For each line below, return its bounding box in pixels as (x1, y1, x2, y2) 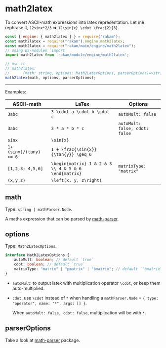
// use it (5, 61, 26, 67)
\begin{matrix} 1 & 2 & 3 (51, 161, 112, 166)
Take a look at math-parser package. (5, 337, 81, 343)
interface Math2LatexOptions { (5, 253, 70, 258)
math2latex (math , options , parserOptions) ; (5, 75, 96, 80)
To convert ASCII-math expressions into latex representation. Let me (5, 19, 145, 25)
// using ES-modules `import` (5, 48, 68, 53)
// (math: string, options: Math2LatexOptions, (5, 71, 116, 76)
